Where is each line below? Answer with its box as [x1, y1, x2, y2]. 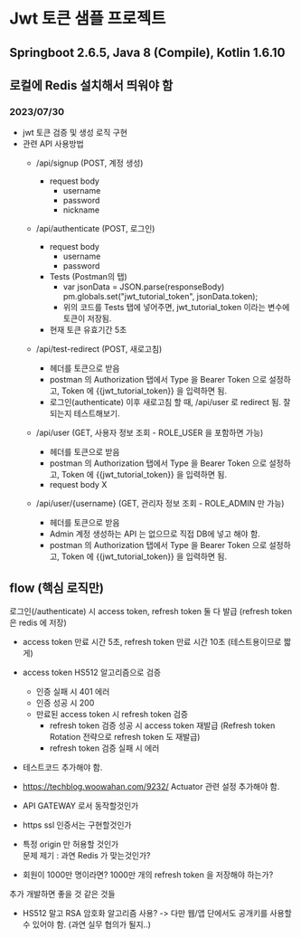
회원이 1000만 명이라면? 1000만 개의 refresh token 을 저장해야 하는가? [22, 869, 274, 880]
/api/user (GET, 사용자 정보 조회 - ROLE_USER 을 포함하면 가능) [35, 427, 264, 439]
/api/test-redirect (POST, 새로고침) [35, 344, 163, 355]
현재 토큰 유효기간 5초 [49, 325, 127, 336]
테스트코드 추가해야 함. [22, 762, 103, 773]
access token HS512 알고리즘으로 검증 [22, 667, 161, 678]
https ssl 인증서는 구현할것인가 [22, 820, 132, 830]
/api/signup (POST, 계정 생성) [35, 157, 144, 168]
